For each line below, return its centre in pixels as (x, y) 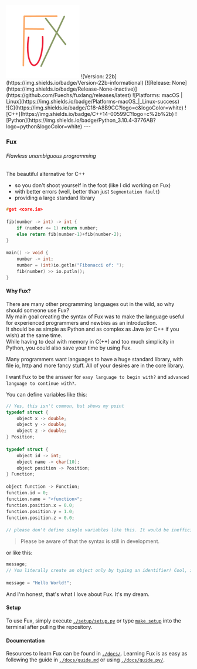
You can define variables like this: (47, 394)
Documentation (26, 640)
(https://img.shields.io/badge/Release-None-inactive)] (72, 89)
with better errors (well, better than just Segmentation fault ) (87, 192)
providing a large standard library (55, 198)
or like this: (19, 553)
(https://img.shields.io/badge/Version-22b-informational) (75, 83)
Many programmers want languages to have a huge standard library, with (95, 359)
